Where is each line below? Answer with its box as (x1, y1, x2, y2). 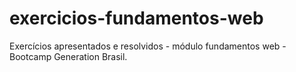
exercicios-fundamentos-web (9, 7, 264, 30)
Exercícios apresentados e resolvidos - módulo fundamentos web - (9, 40, 287, 52)
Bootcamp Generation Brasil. (9, 50, 128, 62)
